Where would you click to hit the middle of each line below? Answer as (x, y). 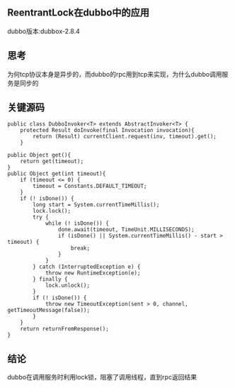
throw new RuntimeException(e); (93, 273)
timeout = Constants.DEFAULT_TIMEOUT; (90, 187)
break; (80, 248)
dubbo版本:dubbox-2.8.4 (44, 31)
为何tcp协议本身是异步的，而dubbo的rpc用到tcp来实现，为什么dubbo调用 (115, 74)
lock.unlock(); (68, 286)
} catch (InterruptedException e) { (87, 267)
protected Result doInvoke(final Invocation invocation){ (107, 131)
